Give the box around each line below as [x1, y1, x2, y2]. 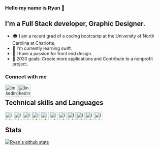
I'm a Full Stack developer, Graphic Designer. [5, 20, 146, 28]
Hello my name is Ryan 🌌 [5, 4, 65, 11]
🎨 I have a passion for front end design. [12, 50, 93, 56]
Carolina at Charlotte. [12, 40, 56, 46]
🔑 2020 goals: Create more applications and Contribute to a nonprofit [12, 56, 153, 61]
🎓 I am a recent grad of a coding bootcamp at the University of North [12, 33, 155, 39]
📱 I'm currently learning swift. [12, 45, 72, 51]
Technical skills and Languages [5, 98, 103, 107]
